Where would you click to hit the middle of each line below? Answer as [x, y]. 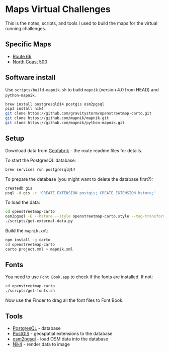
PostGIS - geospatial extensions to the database [63, 333]
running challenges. [26, 28]
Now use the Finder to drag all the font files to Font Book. [64, 300]
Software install [30, 78]
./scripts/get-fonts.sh [30, 291]
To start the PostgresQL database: [41, 160]
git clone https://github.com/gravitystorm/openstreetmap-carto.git [78, 113]
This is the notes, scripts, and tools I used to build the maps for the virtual [81, 23]
